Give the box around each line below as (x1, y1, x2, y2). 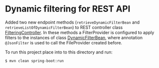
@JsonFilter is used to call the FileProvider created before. (5, 40, 123, 45)
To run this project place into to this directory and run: (5, 49, 113, 55)
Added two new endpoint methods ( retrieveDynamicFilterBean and (5, 19, 140, 25)
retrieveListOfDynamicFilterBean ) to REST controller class (5, 24, 123, 30)
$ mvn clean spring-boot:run (5, 58, 64, 63)
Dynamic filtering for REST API (5, 3, 130, 14)
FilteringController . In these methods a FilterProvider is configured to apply (5, 29, 154, 35)
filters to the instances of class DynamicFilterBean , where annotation (5, 35, 143, 41)
